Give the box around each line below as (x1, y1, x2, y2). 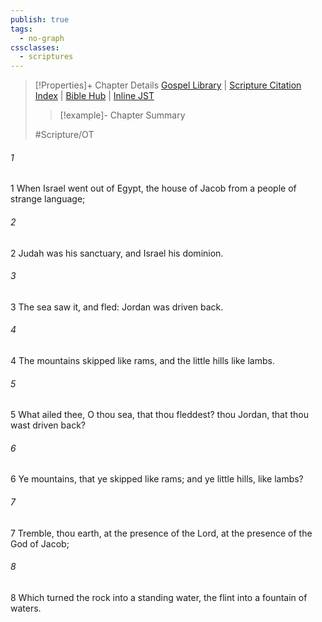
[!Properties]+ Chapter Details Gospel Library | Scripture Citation (34, 79, 302, 91)
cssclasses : (10, 42, 60, 53)
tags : (10, 24, 33, 34)
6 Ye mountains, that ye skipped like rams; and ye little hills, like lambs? (10, 473, 304, 485)
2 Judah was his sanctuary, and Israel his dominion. (10, 247, 224, 259)
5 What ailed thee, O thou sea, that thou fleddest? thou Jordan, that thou (10, 409, 309, 421)
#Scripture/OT (34, 129, 95, 141)
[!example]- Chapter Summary (59, 109, 186, 121)
